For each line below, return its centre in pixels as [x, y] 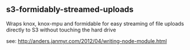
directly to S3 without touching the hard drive [61, 30]
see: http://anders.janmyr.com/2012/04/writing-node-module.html [86, 41]
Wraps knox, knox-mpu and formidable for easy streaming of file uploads [95, 23]
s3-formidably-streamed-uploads [70, 10]
